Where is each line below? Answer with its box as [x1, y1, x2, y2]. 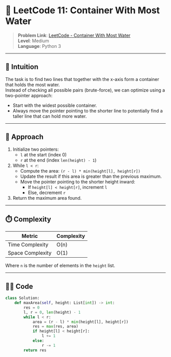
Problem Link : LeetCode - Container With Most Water [17, 32, 131, 38]
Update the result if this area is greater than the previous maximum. [20, 173, 162, 179]
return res [23, 347, 47, 353]
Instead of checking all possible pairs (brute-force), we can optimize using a [5, 87, 165, 93]
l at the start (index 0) [20, 151, 67, 157]
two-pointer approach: [5, 92, 53, 98]
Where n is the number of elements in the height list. [5, 262, 116, 269]
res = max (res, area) [32, 324, 79, 329]
